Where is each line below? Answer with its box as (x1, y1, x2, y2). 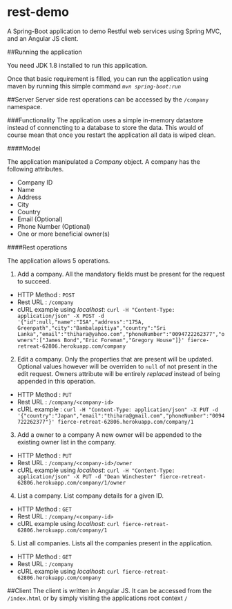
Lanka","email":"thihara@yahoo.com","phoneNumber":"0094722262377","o (17, 330, 225, 337)
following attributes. (7, 165, 64, 173)
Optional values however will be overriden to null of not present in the (17, 362, 217, 371)
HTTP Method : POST (17, 290, 75, 299)
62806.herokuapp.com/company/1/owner (17, 479, 126, 486)
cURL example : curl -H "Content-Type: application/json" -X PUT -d (17, 405, 219, 413)
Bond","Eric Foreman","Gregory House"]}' (64, 337, 185, 344)
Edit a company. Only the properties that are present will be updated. (17, 355, 213, 363)
